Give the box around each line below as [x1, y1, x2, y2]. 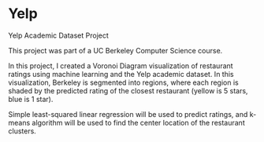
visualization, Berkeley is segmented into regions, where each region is [8, 78, 239, 87]
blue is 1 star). [8, 94, 54, 104]
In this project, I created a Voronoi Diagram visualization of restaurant [8, 60, 234, 71]
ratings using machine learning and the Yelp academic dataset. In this [8, 69, 234, 78]
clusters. [8, 126, 37, 136]
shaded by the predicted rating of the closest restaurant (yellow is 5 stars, [8, 86, 248, 95]
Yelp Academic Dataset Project [8, 31, 109, 40]
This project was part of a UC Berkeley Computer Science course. [8, 46, 223, 55]
